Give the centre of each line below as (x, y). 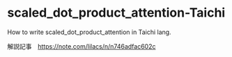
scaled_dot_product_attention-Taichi (116, 13)
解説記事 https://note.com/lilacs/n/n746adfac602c (82, 46)
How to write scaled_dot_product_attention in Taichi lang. (90, 32)
